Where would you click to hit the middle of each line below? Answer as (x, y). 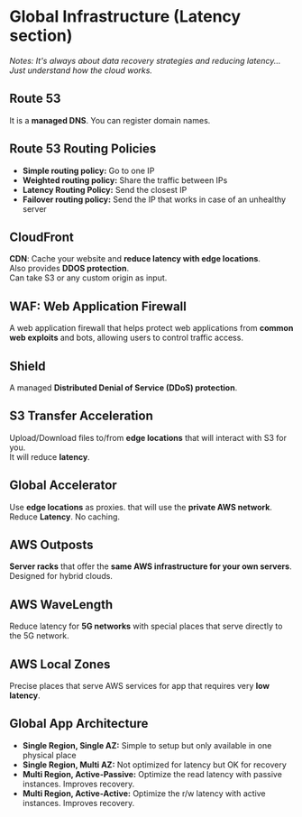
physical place (49, 755)
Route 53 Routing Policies (83, 149)
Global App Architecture (79, 724)
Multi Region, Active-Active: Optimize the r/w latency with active (144, 793)
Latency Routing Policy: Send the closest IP (105, 189)
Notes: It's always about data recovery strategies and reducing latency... (145, 60)
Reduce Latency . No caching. (64, 517)
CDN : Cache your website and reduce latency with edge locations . (135, 259)
